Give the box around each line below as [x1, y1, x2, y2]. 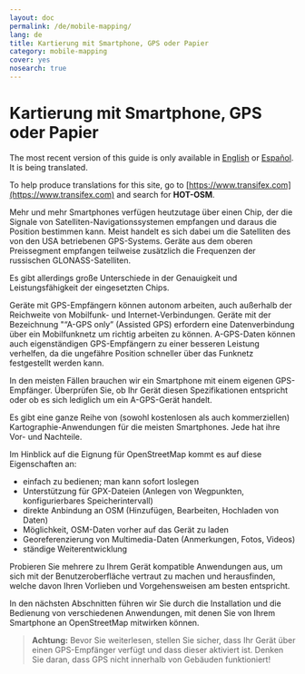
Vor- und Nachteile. [9, 431, 83, 442]
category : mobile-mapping [9, 47, 107, 56]
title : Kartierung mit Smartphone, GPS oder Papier [9, 38, 209, 48]
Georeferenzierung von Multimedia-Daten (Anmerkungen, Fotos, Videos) [22, 533, 296, 544]
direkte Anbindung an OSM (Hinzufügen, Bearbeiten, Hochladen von [22, 504, 280, 515]
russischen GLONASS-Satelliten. [9, 255, 132, 266]
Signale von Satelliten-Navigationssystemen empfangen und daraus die [9, 216, 277, 227]
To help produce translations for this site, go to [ [9, 179, 190, 190]
